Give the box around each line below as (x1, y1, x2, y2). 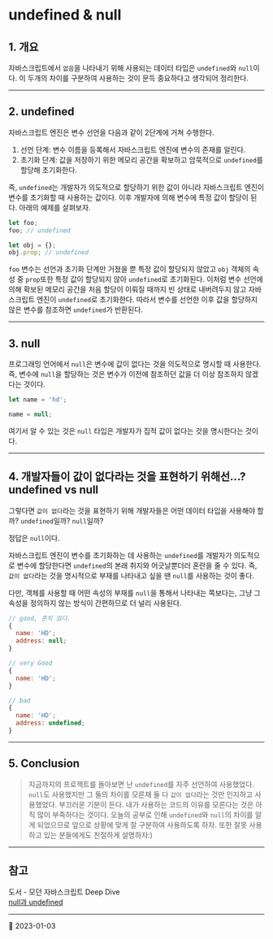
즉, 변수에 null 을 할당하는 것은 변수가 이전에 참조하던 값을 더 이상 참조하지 (8, 370, 244, 379)
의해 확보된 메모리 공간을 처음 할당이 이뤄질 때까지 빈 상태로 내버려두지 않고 (8, 284, 247, 294)
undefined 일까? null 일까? (19, 516, 104, 526)
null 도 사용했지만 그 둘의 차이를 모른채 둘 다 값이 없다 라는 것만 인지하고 (28, 790, 253, 799)
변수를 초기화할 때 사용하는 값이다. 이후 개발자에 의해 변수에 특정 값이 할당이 (8, 193, 249, 202)
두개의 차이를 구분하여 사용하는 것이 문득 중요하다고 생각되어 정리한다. (27, 73, 249, 83)
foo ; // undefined (8, 226, 71, 235)
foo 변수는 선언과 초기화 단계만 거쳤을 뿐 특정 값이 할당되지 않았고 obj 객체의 (8, 264, 251, 274)
